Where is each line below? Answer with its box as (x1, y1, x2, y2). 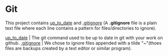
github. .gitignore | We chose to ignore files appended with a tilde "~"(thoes (5, 40, 162, 46)
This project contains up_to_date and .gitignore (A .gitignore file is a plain (5, 20, 157, 26)
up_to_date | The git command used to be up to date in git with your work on (5, 35, 163, 41)
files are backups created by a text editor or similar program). (5, 45, 132, 51)
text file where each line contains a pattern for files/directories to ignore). (5, 25, 156, 31)
